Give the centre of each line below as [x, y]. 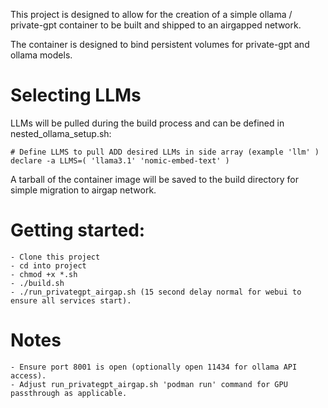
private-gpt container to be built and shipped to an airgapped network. [156, 25]
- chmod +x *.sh [44, 274]
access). [28, 375]
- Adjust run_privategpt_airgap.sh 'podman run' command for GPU [149, 384]
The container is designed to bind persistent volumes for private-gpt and [160, 44]
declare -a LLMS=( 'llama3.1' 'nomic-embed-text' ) [120, 160]
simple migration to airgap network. [83, 190]
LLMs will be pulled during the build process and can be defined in [147, 123]
